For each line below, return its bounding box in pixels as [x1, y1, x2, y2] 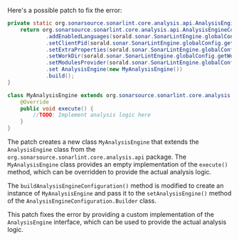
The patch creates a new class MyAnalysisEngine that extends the [7, 138, 199, 146]
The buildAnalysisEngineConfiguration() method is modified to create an [7, 181, 224, 190]
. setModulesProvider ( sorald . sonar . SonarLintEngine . [45, 60, 202, 67]
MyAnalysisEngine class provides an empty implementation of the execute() [7, 160, 228, 169]
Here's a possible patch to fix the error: [7, 6, 122, 14]
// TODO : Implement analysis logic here [33, 111, 152, 119]
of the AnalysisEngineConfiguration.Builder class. [7, 196, 157, 205]
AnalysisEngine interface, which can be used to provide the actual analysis [7, 218, 227, 226]
